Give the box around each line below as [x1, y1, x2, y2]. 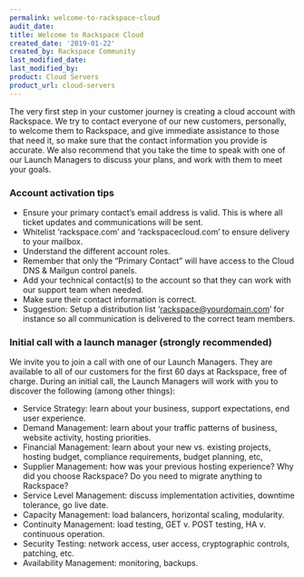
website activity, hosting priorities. [22, 433, 152, 443]
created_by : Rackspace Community [9, 47, 136, 56]
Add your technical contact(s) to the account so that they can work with [22, 274, 292, 285]
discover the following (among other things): [9, 385, 175, 396]
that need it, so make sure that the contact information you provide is [9, 134, 268, 145]
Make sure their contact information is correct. [22, 293, 197, 304]
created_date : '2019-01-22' [9, 38, 116, 48]
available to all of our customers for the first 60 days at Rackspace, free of [9, 366, 288, 377]
